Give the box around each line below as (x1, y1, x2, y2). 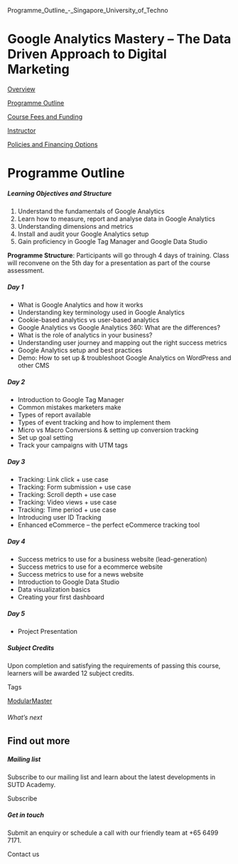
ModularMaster (7, 696, 53, 705)
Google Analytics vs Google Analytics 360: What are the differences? (17, 324, 221, 332)
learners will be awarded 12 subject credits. (7, 669, 135, 677)
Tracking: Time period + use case (17, 505, 117, 514)
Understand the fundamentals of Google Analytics (17, 207, 165, 216)
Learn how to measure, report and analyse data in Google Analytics (17, 215, 215, 223)
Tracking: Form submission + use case (17, 483, 131, 491)
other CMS (17, 361, 50, 370)
